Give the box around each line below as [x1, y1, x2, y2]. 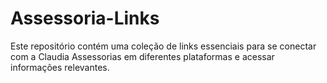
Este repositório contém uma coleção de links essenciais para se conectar [10, 40, 317, 52]
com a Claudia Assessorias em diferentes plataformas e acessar [10, 50, 275, 62]
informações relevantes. [10, 61, 110, 73]
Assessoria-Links [10, 7, 160, 30]
